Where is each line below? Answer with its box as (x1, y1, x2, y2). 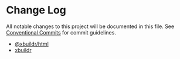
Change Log (6, 4, 66, 17)
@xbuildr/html (14, 40, 49, 47)
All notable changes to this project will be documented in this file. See (6, 23, 175, 30)
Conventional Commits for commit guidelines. (6, 29, 116, 36)
